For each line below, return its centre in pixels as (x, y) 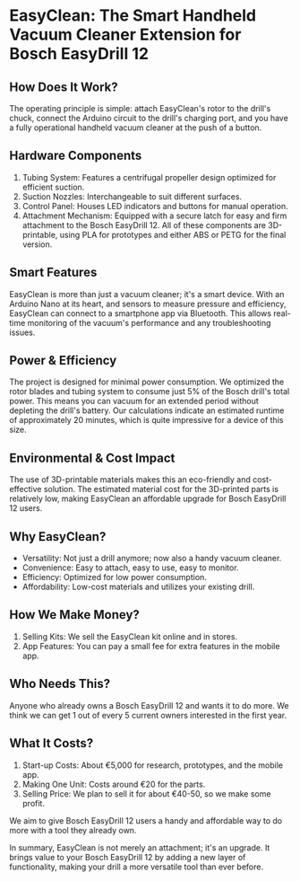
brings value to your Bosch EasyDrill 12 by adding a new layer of (128, 857)
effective (26, 489)
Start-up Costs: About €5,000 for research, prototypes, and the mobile (153, 765)
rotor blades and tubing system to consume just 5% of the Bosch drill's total (150, 392)
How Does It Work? (64, 87)
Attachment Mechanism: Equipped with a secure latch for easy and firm (154, 216)
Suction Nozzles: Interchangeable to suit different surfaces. (132, 196)
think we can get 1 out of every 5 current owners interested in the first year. (148, 715)
